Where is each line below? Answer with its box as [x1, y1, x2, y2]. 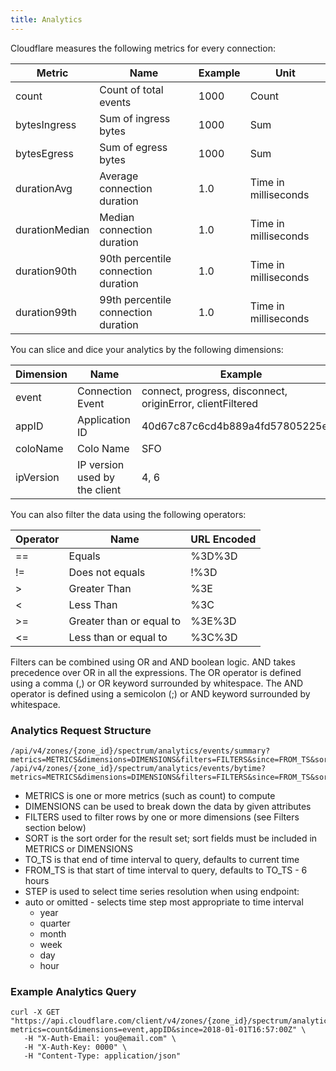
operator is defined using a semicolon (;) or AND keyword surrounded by [10, 687, 311, 700]
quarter [39, 917, 71, 929]
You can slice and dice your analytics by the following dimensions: [10, 343, 284, 355]
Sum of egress [99, 140, 168, 154]
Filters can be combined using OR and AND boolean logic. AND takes [10, 656, 296, 668]
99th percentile [99, 292, 172, 306]
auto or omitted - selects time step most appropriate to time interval [24, 896, 304, 908]
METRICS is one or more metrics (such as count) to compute [24, 789, 276, 801]
